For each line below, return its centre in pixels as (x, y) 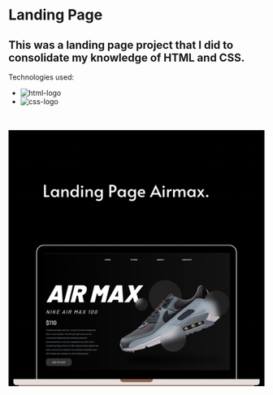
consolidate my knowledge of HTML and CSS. (127, 57)
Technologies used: (41, 77)
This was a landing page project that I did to (121, 45)
